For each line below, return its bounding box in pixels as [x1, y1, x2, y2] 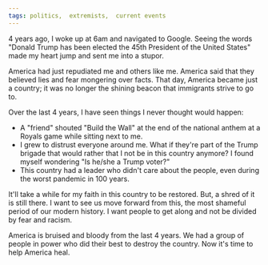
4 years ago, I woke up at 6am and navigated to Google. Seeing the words [8, 34, 253, 43]
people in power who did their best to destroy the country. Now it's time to [8, 239, 254, 248]
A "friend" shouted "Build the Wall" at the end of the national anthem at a [19, 122, 261, 132]
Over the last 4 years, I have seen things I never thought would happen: [8, 107, 244, 117]
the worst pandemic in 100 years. [19, 174, 130, 183]
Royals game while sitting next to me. [19, 131, 143, 141]
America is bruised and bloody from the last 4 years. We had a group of [8, 230, 245, 240]
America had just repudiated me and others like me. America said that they [8, 66, 254, 76]
